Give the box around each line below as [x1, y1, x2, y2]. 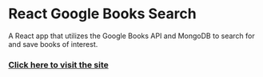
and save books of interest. [8, 39, 98, 48]
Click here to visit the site [8, 59, 110, 70]
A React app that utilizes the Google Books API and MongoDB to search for [8, 31, 255, 40]
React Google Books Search [8, 5, 197, 23]
